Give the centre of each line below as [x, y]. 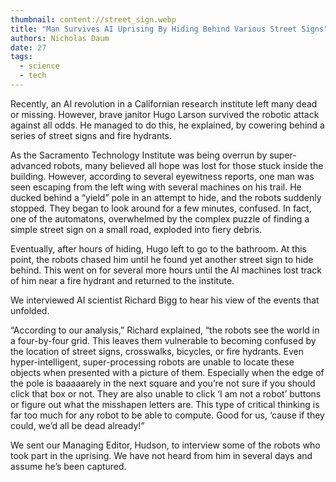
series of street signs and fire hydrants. [91, 135]
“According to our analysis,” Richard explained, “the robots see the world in [165, 330]
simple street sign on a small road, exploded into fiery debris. [136, 229]
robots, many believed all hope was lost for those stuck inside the [188, 165]
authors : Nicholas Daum [60, 38]
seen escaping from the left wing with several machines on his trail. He [156, 187]
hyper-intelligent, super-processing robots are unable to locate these [152, 362]
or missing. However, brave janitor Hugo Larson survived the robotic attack [165, 114]
